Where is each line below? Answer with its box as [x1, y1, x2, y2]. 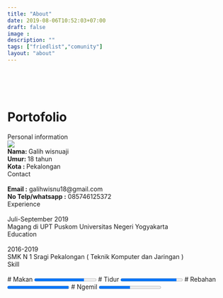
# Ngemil [70, 282, 98, 291]
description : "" [7, 37, 55, 44]
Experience [7, 200, 41, 208]
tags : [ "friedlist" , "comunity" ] [7, 43, 103, 50]
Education [7, 229, 37, 238]
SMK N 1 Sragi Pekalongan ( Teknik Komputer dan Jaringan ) [7, 252, 184, 260]
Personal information [7, 132, 69, 141]
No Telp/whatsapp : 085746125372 [7, 192, 112, 200]
